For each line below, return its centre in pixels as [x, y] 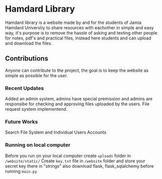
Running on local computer [38, 145]
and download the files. [29, 43]
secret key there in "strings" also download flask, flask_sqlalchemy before [80, 166]
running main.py [21, 171]
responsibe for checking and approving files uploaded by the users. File [77, 104]
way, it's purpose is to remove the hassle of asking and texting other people [81, 33]
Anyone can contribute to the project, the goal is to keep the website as [77, 70]
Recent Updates [24, 88]
